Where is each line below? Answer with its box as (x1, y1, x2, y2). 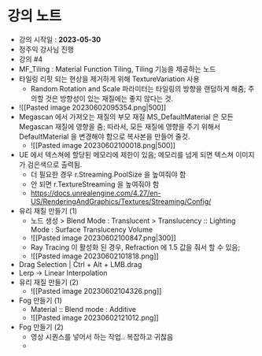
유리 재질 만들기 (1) (18, 206, 78, 215)
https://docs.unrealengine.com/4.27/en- (30, 188, 162, 198)
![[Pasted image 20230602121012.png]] (30, 313, 159, 322)
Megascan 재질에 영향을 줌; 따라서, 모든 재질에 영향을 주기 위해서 (18, 121, 221, 131)
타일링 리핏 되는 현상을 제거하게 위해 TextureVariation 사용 (18, 74, 200, 83)
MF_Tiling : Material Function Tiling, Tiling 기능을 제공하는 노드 (18, 64, 216, 73)
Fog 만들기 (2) (18, 322, 64, 332)
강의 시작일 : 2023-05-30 (18, 35, 101, 44)
